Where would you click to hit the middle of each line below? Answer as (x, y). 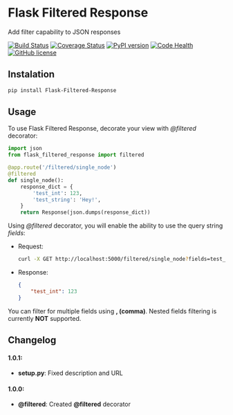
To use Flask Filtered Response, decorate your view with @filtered (102, 129)
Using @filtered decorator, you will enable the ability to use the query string (115, 225)
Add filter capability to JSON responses (64, 32)
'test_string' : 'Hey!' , (67, 200)
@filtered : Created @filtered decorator (74, 404)
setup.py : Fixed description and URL (71, 373)
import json (25, 149)
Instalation (31, 74)
